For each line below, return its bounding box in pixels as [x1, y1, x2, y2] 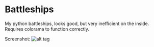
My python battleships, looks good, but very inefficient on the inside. [5, 20, 149, 27]
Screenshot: [5, 36, 31, 42]
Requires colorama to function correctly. [5, 26, 90, 32]
